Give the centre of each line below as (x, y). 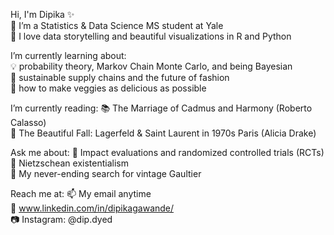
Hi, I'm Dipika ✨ (42, 14)
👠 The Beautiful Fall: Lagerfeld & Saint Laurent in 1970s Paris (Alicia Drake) (163, 133)
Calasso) (28, 122)
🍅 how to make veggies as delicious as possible (108, 88)
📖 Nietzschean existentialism (69, 163)
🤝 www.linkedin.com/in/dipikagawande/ (92, 208)
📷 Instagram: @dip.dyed (61, 219)
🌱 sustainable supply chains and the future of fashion (120, 77)
